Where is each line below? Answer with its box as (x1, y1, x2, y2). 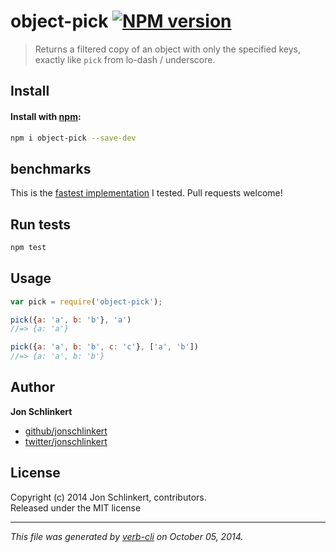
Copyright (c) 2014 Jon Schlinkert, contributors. (10, 491, 207, 503)
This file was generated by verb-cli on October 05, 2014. (10, 530, 244, 542)
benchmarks (10, 160, 92, 177)
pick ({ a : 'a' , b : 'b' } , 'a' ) (10, 315, 132, 325)
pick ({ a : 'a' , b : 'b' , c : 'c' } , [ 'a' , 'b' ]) (10, 342, 199, 352)
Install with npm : (10, 110, 82, 122)
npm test (10, 243, 47, 253)
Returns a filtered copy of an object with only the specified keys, (34, 43, 301, 55)
